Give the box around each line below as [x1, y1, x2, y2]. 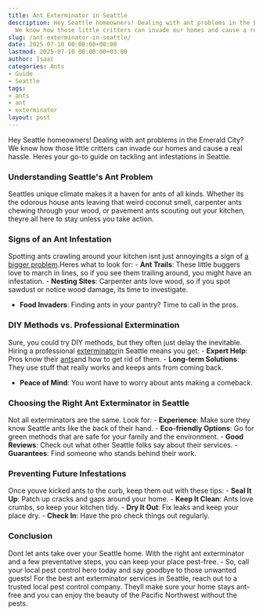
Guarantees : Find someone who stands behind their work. [8, 449, 197, 458]
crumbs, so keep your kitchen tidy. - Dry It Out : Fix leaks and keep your [8, 503, 239, 512]
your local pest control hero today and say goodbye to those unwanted [8, 565, 237, 574]
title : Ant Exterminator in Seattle [8, 11, 128, 20]
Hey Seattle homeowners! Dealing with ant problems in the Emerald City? [8, 135, 244, 144]
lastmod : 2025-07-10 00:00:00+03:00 [8, 48, 128, 56]
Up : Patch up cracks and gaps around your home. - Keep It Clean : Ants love [8, 494, 254, 504]
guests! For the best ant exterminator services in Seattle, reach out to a [8, 574, 237, 583]
